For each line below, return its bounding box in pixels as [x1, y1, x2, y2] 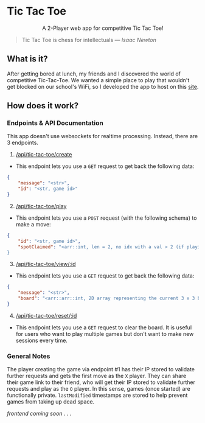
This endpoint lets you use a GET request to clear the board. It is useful [15, 324, 192, 331]
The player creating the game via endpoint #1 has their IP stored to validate [7, 366, 195, 373]
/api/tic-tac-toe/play [15, 202, 67, 209]
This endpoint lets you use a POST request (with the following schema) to [15, 214, 197, 222]
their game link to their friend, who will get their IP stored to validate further [7, 379, 195, 386]
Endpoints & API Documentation [7, 119, 104, 127]
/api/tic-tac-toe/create [15, 151, 72, 158]
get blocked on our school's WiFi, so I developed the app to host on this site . [7, 83, 199, 90]
